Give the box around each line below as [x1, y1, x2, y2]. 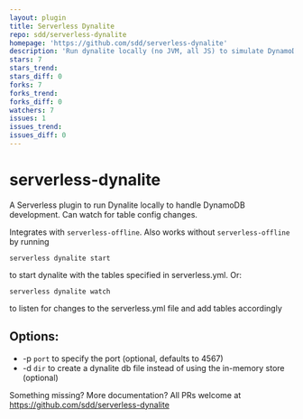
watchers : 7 [9, 106, 54, 115]
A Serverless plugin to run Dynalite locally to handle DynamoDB [9, 200, 245, 210]
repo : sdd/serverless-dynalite [9, 30, 127, 39]
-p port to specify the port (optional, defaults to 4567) [22, 353, 224, 364]
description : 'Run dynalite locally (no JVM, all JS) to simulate [9, 47, 264, 56]
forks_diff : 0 [9, 97, 63, 107]
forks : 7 [9, 80, 42, 89]
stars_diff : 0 [9, 72, 63, 81]
